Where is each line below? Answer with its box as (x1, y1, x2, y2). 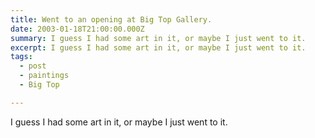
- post (19, 61, 47, 71)
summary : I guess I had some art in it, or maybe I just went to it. (10, 33, 307, 43)
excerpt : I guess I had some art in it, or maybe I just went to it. (10, 42, 307, 53)
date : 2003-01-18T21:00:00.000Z (10, 24, 145, 34)
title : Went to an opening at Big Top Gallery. (10, 14, 213, 25)
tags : (10, 52, 33, 62)
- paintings (19, 71, 70, 81)
